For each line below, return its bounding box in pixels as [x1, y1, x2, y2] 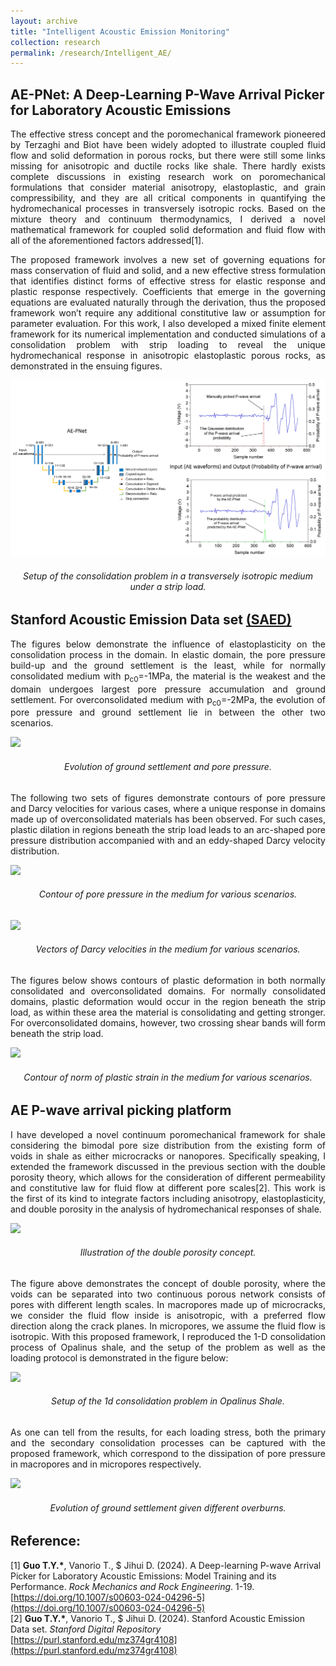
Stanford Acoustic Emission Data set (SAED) [10, 611, 292, 629]
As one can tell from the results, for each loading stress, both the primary [10, 1426, 326, 1438]
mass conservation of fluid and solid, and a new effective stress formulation [10, 265, 326, 277]
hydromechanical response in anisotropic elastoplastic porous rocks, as [10, 350, 326, 362]
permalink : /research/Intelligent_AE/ [10, 48, 172, 58]
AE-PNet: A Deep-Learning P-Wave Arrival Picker [10, 86, 325, 103]
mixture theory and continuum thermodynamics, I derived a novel [10, 213, 326, 225]
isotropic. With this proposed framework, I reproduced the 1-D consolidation [10, 1330, 326, 1342]
